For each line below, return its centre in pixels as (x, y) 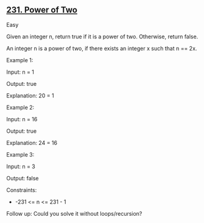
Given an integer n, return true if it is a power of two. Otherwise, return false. (102, 37)
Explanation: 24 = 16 (32, 143)
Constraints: (22, 190)
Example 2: (20, 107)
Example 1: (20, 60)
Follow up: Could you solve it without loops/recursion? (74, 213)
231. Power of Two (42, 10)
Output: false (23, 178)
